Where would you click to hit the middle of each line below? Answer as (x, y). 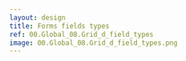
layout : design (38, 17)
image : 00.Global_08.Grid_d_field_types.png (93, 43)
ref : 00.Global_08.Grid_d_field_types (81, 34)
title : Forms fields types (59, 26)
